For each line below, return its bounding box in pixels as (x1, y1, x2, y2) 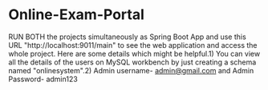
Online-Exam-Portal (8, 6, 144, 24)
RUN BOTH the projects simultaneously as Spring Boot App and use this (8, 32, 246, 41)
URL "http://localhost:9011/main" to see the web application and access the (8, 40, 258, 49)
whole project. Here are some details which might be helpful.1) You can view (8, 49, 261, 58)
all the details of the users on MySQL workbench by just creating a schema (8, 57, 257, 67)
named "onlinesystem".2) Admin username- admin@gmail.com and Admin (8, 65, 254, 75)
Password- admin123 (8, 74, 78, 84)
